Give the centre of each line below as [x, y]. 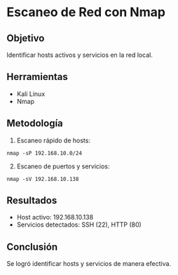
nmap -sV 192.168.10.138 [43, 179]
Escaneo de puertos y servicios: [63, 166]
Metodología [35, 123]
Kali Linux [31, 94]
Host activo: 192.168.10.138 [55, 217]
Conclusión [32, 247]
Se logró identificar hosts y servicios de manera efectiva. [89, 264]
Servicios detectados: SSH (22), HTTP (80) [79, 224]
